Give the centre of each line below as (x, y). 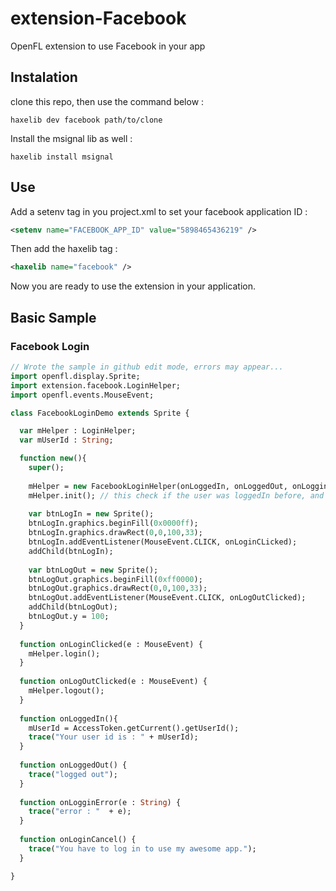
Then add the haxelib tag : (64, 249)
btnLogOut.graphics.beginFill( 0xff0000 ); (115, 579)
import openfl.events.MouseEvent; (82, 395)
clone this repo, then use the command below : (107, 101)
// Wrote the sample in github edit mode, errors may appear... (147, 367)
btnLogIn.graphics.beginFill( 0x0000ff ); (113, 523)
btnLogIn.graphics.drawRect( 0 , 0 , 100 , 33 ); (115, 533)
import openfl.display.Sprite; (75, 376)
